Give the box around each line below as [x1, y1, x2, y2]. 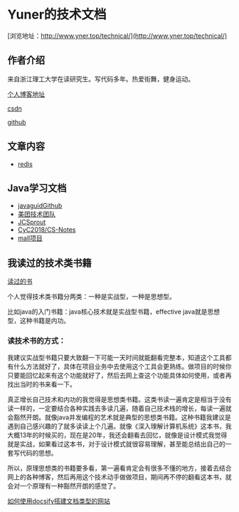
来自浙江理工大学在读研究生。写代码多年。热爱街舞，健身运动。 [7, 74, 194, 83]
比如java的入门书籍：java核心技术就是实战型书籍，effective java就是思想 [7, 307, 221, 316]
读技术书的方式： [7, 336, 66, 346]
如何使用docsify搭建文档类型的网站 [7, 497, 110, 506]
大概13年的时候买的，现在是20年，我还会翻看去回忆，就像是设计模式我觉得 [7, 431, 228, 439]
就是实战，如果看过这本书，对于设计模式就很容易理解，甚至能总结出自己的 [7, 440, 225, 449]
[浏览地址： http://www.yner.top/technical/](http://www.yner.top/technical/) [7, 31, 228, 40]
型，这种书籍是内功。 [7, 317, 70, 325]
